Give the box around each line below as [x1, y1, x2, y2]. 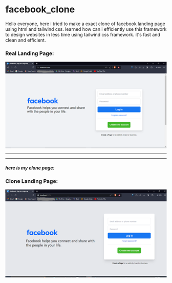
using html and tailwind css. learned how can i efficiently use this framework [5, 26, 167, 32]
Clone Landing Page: [5, 177, 58, 184]
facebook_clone [5, 4, 75, 15]
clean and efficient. [5, 37, 46, 43]
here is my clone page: [5, 164, 55, 171]
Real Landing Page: [5, 50, 54, 57]
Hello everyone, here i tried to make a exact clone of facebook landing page [5, 21, 165, 27]
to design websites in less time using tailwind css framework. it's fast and [5, 31, 160, 37]
